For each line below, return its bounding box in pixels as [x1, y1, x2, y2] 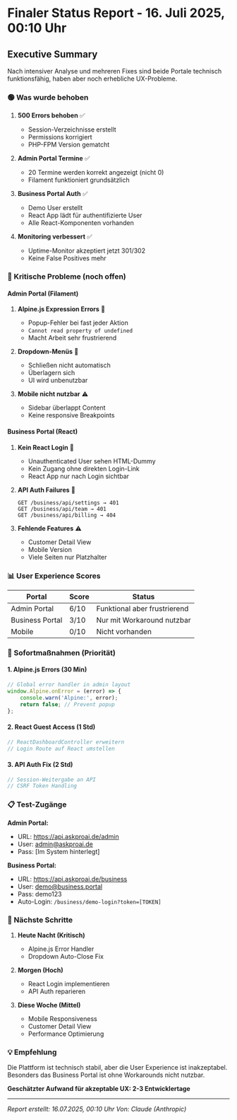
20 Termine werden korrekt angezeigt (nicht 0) [28, 168, 164, 177]
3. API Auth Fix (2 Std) [7, 760, 73, 768]
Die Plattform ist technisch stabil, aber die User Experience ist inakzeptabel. [7, 1063, 228, 1072]
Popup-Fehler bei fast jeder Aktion [28, 318, 128, 327]
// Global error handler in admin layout [7, 681, 131, 688]
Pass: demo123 [17, 889, 62, 898]
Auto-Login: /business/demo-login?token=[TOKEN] [17, 897, 162, 906]
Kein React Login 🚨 [17, 443, 74, 451]
